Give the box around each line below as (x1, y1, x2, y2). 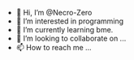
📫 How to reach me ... (15, 43, 92, 52)
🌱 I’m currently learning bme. (15, 25, 114, 34)
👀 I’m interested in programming (15, 16, 124, 26)
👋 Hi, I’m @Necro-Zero (15, 8, 93, 17)
